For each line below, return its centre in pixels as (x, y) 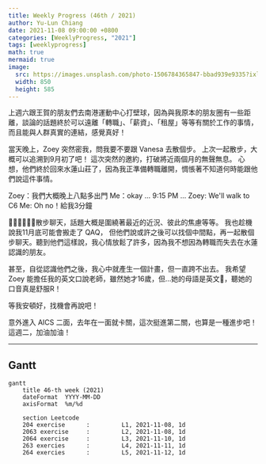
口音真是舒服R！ (35, 289)
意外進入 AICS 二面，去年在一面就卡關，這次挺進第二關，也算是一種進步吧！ (133, 322)
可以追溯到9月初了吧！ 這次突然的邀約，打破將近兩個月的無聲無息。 (125, 159)
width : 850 (33, 82)
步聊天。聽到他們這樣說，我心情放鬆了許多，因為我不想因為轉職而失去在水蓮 (133, 242)
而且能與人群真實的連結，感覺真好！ (67, 132)
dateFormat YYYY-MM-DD (62, 397)
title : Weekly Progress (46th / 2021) (72, 15)
